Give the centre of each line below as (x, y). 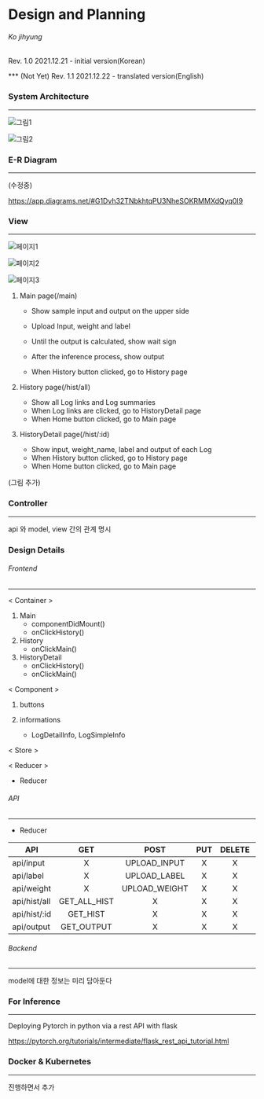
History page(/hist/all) (55, 388)
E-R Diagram (33, 160)
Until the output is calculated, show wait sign (104, 342)
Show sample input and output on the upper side (110, 311)
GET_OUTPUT (86, 927)
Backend (23, 948)
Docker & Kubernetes (50, 1061)
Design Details (37, 549)
